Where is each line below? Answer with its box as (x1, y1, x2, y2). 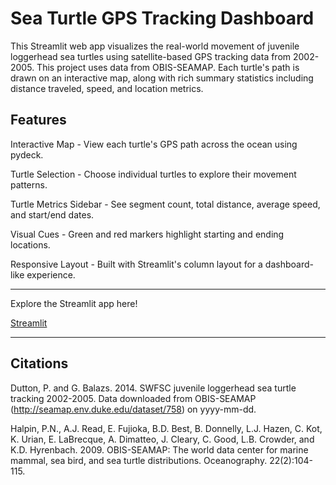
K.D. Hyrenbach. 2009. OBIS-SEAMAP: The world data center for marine (10, 443, 309, 456)
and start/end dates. (10, 208, 95, 221)
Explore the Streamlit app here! (10, 297, 138, 309)
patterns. (10, 178, 48, 191)
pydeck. (10, 148, 44, 161)
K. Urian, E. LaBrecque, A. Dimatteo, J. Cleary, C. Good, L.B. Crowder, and (10, 433, 315, 445)
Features (10, 112, 67, 129)
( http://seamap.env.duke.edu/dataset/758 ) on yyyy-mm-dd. (10, 403, 257, 415)
